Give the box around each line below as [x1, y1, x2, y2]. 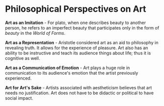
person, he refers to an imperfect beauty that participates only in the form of [5, 25, 160, 30]
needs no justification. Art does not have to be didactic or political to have [5, 90, 154, 96]
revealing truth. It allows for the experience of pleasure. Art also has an [5, 45, 148, 51]
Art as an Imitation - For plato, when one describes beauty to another [5, 20, 146, 26]
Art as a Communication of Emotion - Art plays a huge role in [5, 65, 130, 71]
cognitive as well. [5, 55, 40, 61]
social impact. [5, 95, 33, 101]
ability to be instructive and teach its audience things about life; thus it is [5, 50, 151, 56]
